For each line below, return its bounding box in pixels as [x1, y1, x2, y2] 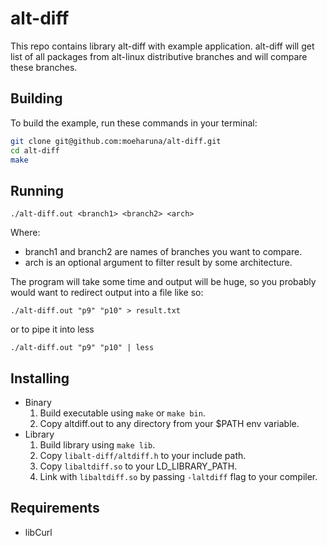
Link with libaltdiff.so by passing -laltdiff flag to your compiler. [39, 471, 318, 482]
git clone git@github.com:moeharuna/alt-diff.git [10, 136, 222, 146]
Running [10, 182, 65, 199]
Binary [24, 397, 52, 408]
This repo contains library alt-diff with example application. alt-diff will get [10, 40, 315, 52]
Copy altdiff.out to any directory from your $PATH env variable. [39, 418, 300, 429]
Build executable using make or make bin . [39, 407, 206, 419]
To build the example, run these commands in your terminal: [10, 117, 258, 129]
